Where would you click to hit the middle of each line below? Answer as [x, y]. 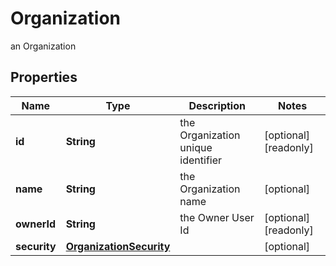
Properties [44, 77]
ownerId [36, 224]
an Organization [43, 46]
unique [196, 147]
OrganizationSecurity [118, 246]
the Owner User [217, 217]
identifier [201, 160]
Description [217, 105]
